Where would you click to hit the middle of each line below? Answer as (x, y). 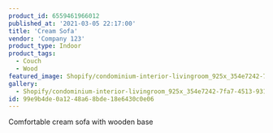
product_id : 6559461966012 (54, 16)
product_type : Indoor (45, 46)
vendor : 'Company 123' (47, 39)
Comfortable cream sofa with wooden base (81, 122)
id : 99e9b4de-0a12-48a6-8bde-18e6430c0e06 (81, 99)
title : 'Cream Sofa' (43, 31)
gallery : (23, 84)
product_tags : (32, 54)
